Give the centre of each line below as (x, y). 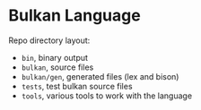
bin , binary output (55, 57)
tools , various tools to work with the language (107, 96)
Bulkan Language (74, 16)
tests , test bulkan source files (77, 86)
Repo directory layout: (49, 40)
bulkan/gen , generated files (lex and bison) (100, 76)
